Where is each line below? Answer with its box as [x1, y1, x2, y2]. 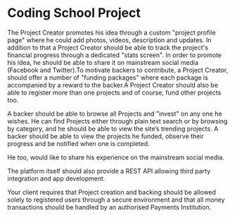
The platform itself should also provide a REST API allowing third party [7, 166, 211, 175]
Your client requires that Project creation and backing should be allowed [7, 188, 217, 196]
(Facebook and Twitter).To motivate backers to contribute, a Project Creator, [7, 66, 229, 74]
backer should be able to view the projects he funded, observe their [7, 132, 204, 140]
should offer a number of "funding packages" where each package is [7, 73, 209, 82]
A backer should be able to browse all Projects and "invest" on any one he [7, 109, 222, 118]
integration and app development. [7, 174, 106, 183]
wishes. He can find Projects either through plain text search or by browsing [7, 116, 228, 125]
